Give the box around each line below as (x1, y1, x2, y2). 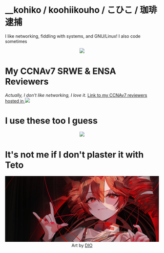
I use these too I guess (5, 115, 98, 126)
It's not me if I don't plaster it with (5, 149, 144, 160)
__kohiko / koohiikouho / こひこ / (5, 4, 138, 16)
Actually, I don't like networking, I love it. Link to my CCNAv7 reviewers (5, 92, 147, 98)
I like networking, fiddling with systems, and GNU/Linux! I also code (5, 33, 141, 39)
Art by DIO (71, 243, 93, 249)
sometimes (5, 38, 27, 44)
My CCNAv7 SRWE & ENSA (5, 66, 116, 77)
